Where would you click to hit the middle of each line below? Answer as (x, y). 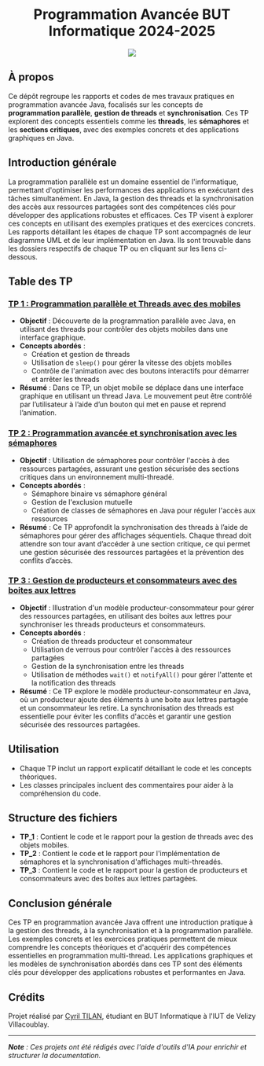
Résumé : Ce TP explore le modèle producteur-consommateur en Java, (135, 691)
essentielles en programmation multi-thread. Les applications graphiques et (131, 956)
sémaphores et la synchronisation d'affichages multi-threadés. (121, 862)
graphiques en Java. (41, 138)
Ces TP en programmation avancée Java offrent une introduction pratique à (131, 922)
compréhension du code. (60, 793)
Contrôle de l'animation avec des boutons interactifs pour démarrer (140, 371)
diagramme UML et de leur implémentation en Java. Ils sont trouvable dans (130, 240)
